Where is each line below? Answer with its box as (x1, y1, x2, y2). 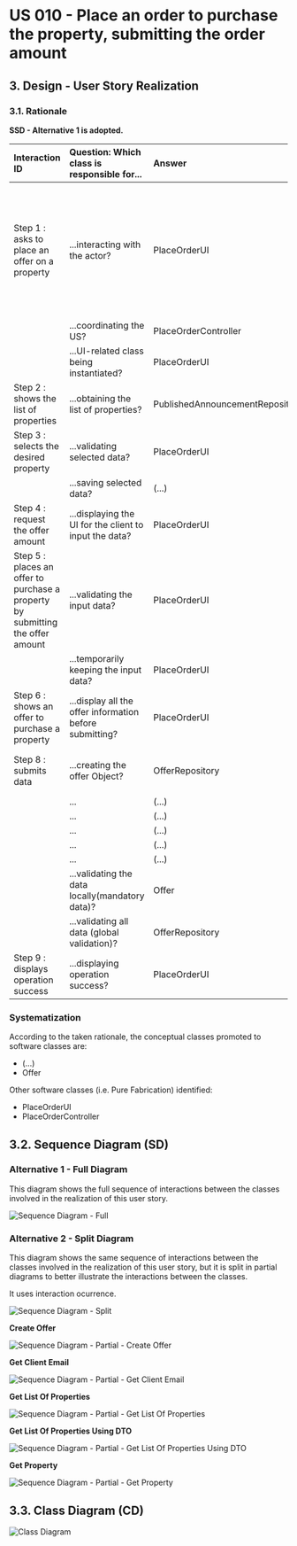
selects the (13, 439, 59, 452)
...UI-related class (69, 345, 144, 357)
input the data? (69, 529, 132, 541)
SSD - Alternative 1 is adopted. (9, 125, 124, 136)
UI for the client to (69, 518, 144, 531)
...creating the (69, 758, 126, 771)
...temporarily (69, 652, 125, 664)
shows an (13, 700, 54, 712)
